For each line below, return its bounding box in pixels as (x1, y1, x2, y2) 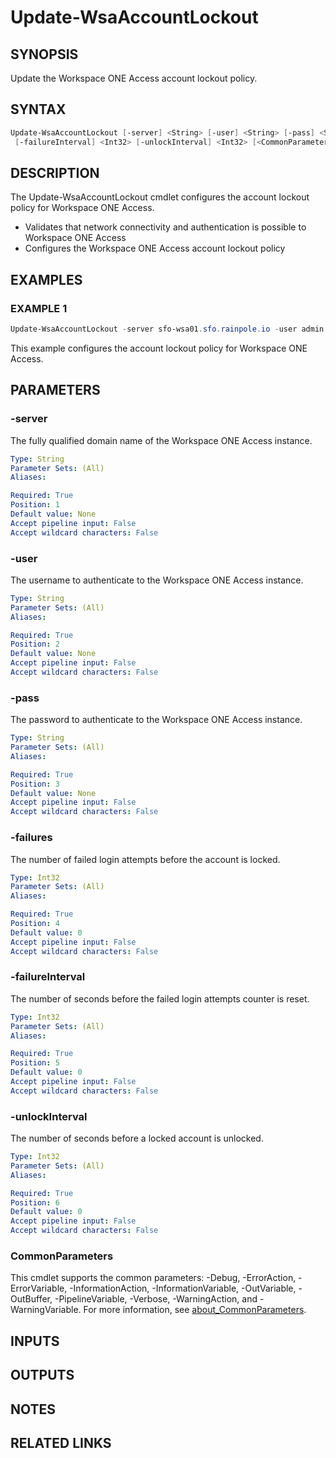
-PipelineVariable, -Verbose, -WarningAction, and (54, 1293, 258, 1305)
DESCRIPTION (10, 164, 100, 181)
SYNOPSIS (10, 46, 79, 63)
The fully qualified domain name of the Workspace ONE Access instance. (10, 434, 313, 446)
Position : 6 (10, 1197, 60, 1208)
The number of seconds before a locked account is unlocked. (10, 1132, 264, 1145)
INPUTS (10, 1332, 60, 1350)
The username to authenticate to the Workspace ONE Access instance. (10, 574, 304, 586)
